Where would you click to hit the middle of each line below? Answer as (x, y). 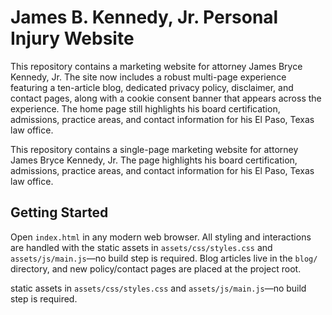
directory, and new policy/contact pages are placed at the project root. (156, 268)
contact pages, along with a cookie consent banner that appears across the (166, 98)
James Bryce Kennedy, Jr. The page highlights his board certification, (154, 160)
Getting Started (59, 212)
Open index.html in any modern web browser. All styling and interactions (161, 237)
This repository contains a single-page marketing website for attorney (154, 149)
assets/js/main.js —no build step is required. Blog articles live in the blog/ (164, 258)
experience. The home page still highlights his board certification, (145, 108)
